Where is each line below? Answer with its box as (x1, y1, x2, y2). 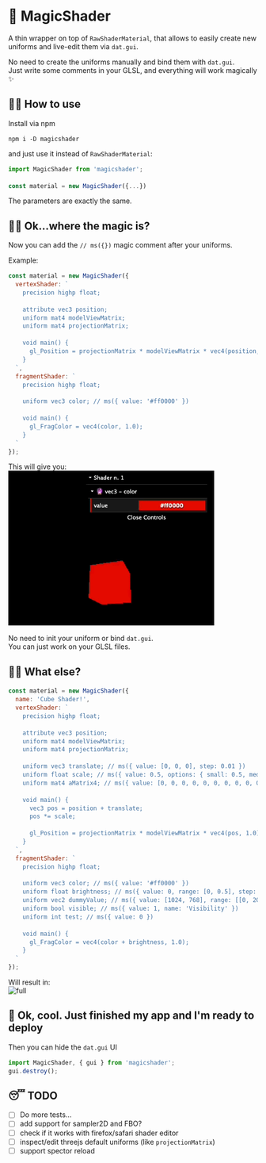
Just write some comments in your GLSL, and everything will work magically (8, 65, 257, 75)
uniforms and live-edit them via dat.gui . (8, 41, 139, 51)
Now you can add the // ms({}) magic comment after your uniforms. (8, 240, 233, 250)
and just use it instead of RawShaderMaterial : (8, 148, 153, 158)
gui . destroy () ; (8, 1067, 59, 1075)
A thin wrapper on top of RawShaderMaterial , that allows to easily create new (8, 33, 257, 43)
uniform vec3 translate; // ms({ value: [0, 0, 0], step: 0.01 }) (22, 762, 246, 770)
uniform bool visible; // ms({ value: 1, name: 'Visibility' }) (22, 904, 239, 912)
